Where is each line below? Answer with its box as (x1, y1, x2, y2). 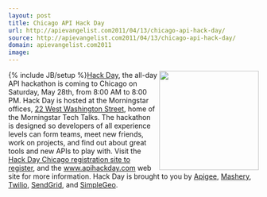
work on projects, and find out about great (8, 138, 147, 147)
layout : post (8, 11, 52, 20)
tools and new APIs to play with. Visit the (8, 146, 141, 156)
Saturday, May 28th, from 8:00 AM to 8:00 (8, 87, 147, 96)
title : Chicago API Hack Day (8, 19, 105, 27)
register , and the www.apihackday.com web (8, 164, 152, 172)
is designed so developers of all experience (8, 121, 151, 130)
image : (8, 48, 30, 56)
